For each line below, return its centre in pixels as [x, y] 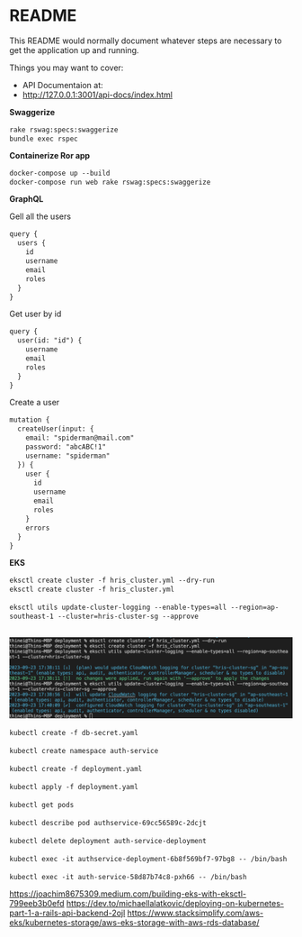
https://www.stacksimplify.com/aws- [195, 913]
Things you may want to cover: [67, 68]
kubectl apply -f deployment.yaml [74, 787]
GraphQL [27, 198]
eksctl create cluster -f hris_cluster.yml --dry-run [112, 580]
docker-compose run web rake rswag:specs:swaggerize [110, 182]
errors [38, 528]
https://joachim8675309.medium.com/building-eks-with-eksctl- [128, 894]
